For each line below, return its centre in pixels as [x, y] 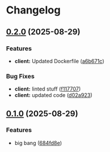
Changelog [33, 10]
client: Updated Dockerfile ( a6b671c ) [59, 61]
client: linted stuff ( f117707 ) [47, 89]
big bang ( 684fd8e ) [38, 143]
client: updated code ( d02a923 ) [53, 95]
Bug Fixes [20, 76]
